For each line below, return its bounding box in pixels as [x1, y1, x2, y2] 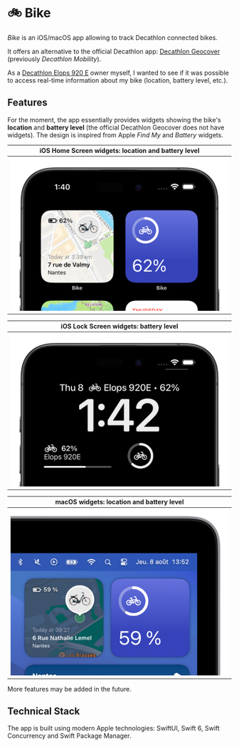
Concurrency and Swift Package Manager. [7, 731, 132, 740]
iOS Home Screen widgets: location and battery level [39, 147, 200, 155]
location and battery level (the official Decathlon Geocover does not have [7, 123, 225, 132]
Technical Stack [7, 705, 80, 717]
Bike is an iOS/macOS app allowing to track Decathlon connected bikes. [7, 33, 218, 42]
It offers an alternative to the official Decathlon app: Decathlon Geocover [7, 47, 221, 55]
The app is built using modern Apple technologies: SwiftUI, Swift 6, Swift [7, 724, 221, 733]
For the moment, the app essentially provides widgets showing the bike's [7, 115, 222, 124]
